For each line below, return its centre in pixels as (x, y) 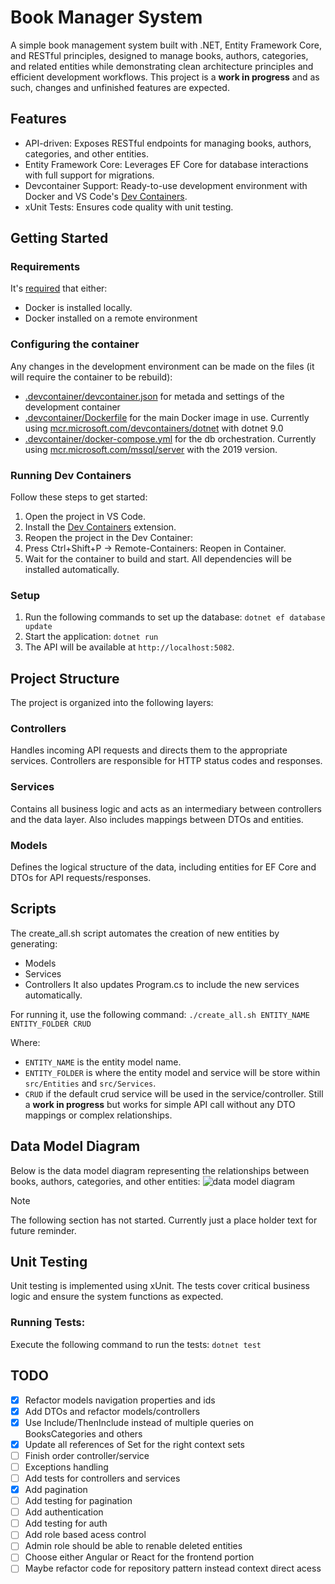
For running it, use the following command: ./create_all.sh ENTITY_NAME (160, 1014)
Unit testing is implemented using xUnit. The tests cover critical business (160, 1286)
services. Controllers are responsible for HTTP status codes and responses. (166, 761)
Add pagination (56, 1490)
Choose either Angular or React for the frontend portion (139, 1557)
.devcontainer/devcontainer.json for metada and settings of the (154, 396)
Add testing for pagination (78, 1501)
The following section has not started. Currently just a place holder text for (164, 1220)
